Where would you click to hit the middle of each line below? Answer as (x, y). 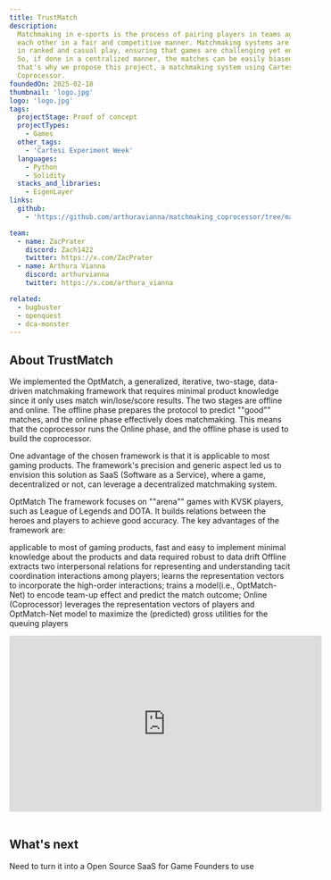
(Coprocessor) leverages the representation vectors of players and (132, 605)
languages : (37, 159)
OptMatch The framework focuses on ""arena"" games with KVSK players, (146, 502)
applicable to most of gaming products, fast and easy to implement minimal (148, 548)
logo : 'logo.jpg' (41, 101)
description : (33, 26)
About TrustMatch (62, 360)
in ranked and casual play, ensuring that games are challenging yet (149, 51)
